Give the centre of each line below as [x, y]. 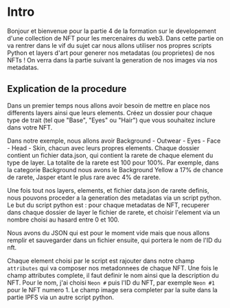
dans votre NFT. [30, 127]
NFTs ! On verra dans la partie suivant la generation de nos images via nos [112, 60]
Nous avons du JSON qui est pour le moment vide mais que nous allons [108, 233]
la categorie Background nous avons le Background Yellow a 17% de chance [115, 169]
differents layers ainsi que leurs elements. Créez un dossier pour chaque [110, 112]
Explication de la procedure [67, 89]
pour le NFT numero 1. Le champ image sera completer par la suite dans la [112, 289]
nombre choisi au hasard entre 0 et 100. [64, 220]
